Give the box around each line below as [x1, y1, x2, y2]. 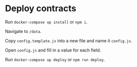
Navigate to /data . [5, 28, 42, 34]
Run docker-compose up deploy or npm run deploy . [5, 56, 105, 62]
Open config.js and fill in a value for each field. [5, 47, 101, 53]
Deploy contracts [5, 3, 77, 14]
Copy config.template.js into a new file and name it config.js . [5, 37, 133, 44]
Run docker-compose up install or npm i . [5, 19, 88, 25]
